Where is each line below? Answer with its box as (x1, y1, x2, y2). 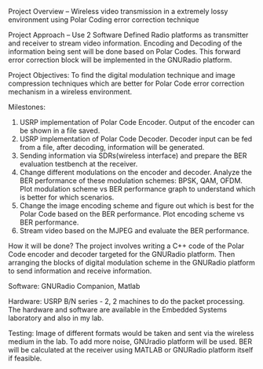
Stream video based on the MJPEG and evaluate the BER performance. (19, 226, 250, 235)
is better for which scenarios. (19, 192, 115, 202)
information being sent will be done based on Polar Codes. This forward (8, 47, 241, 56)
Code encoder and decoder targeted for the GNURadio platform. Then (8, 250, 236, 258)
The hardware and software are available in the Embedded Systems (8, 305, 228, 314)
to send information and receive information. (8, 266, 152, 276)
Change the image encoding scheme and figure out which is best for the (19, 201, 254, 210)
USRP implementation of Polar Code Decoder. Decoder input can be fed (19, 134, 253, 144)
